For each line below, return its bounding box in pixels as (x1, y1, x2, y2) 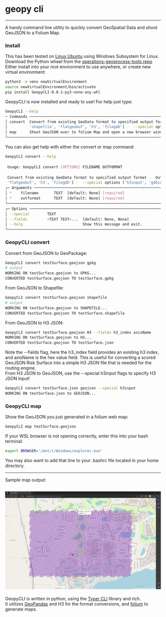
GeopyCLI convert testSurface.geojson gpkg (5, 260, 96, 265)
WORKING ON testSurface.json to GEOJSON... (5, 391, 96, 396)
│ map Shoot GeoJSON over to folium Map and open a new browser (5, 130, 152, 135)
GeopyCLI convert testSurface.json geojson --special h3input (5, 386, 136, 391)
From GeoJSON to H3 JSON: (5, 320, 64, 326)
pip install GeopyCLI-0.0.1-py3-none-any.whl (5, 90, 100, 95)
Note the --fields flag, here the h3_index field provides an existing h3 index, (5, 349, 159, 355)
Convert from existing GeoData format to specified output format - (7, 175, 152, 180)
